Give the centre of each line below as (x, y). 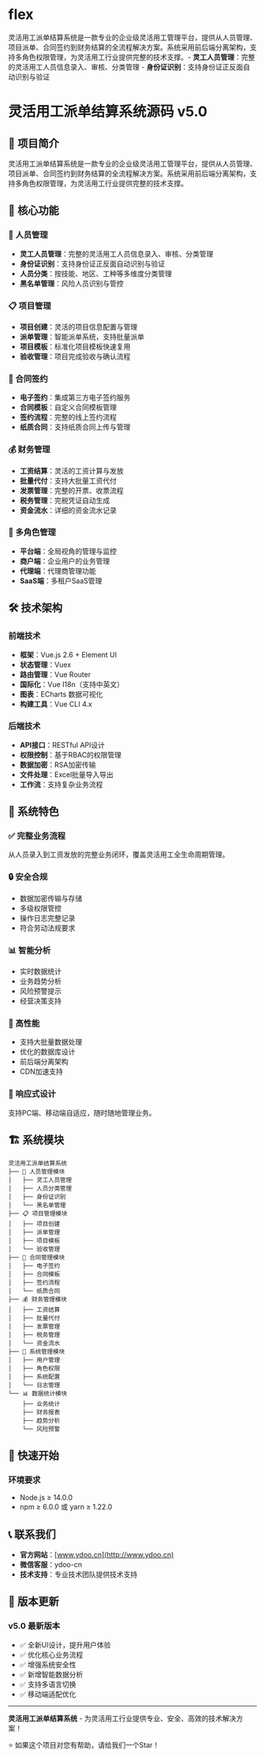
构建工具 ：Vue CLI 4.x (56, 704)
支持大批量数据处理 (51, 1042)
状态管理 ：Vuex (45, 664)
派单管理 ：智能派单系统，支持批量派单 (82, 336)
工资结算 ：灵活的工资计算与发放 (71, 470)
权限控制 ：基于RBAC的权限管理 (71, 754)
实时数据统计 (40, 971)
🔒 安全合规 (28, 877)
